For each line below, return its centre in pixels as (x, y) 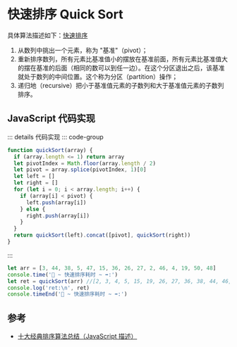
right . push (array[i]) (58, 215)
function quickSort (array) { (50, 150)
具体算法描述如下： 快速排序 (48, 35)
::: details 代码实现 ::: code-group (55, 137)
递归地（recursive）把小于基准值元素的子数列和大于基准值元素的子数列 (121, 85)
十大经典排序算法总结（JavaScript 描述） (77, 336)
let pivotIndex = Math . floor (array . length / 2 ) (85, 163)
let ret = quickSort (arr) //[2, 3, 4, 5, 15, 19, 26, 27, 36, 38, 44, (113, 281)
